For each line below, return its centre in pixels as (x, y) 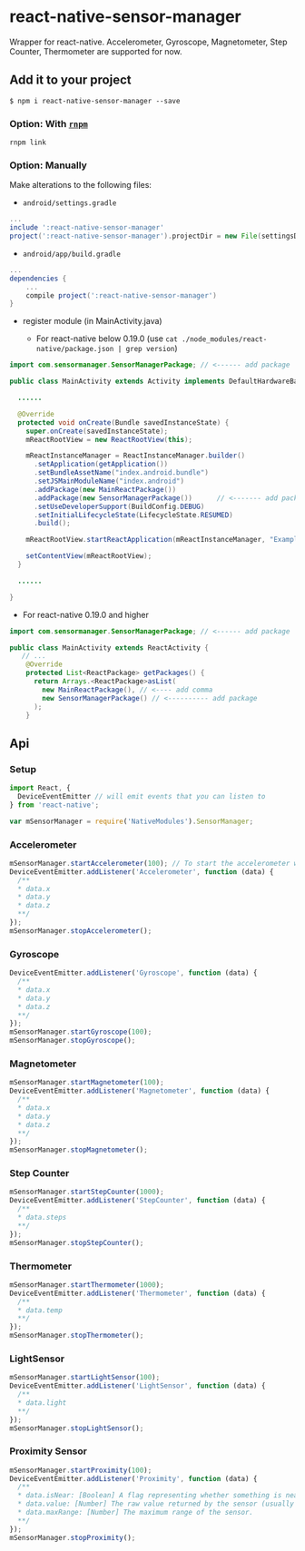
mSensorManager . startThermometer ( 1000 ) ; (87, 1285)
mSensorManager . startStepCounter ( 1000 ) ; (87, 1192)
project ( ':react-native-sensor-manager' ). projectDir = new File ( (135, 236)
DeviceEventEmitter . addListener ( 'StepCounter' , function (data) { (138, 1201)
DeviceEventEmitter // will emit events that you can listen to (142, 797)
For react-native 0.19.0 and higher (86, 614)
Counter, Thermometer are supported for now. (96, 51)
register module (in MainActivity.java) (92, 321)
